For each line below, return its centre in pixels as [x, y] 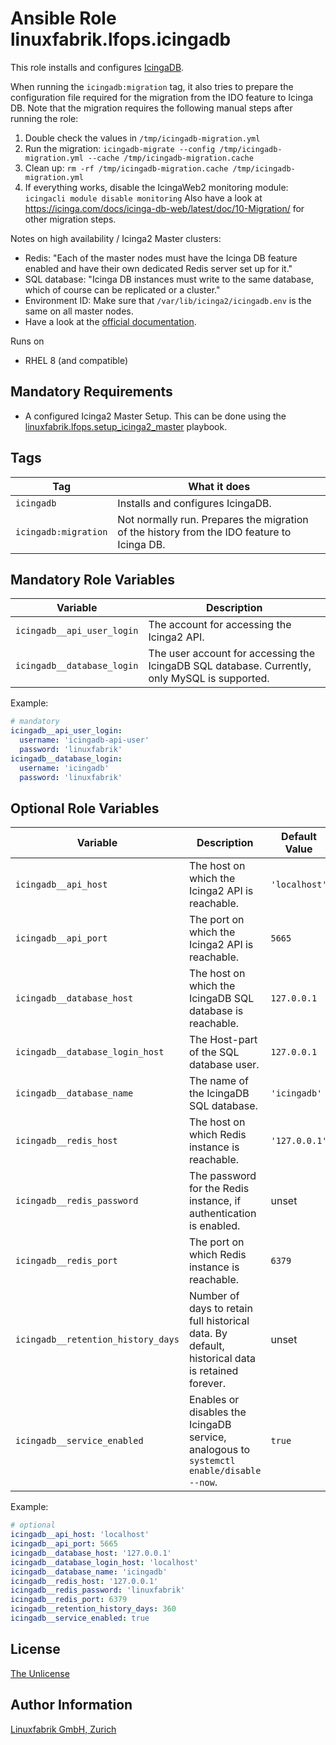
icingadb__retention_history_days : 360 [93, 1609]
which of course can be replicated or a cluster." [122, 289]
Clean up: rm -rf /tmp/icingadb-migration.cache [126, 168]
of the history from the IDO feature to [204, 532]
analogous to [219, 1450]
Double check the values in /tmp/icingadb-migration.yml [142, 138]
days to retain [220, 1309]
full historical [219, 1321]
